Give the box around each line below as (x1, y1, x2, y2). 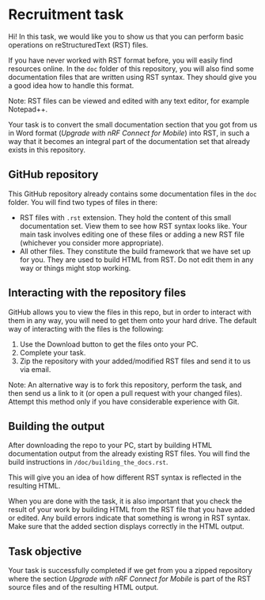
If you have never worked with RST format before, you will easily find (8, 55, 233, 65)
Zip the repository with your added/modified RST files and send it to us (19, 356, 251, 366)
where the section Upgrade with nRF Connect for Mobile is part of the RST (8, 574, 252, 583)
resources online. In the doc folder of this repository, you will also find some (8, 63, 255, 73)
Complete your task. (19, 347, 86, 357)
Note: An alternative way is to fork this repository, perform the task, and (8, 380, 242, 389)
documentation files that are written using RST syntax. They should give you (8, 72, 257, 82)
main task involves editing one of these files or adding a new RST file (19, 230, 245, 239)
